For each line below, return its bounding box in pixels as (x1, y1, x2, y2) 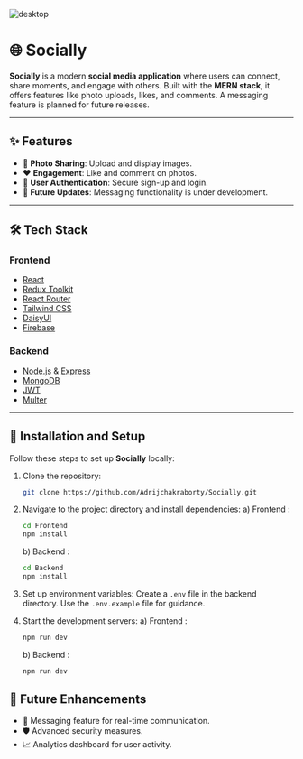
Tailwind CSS (22, 303, 72, 314)
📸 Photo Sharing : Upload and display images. (22, 158, 192, 169)
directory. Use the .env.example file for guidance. (22, 597, 206, 608)
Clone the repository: (22, 470, 102, 481)
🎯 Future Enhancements (9, 691, 147, 708)
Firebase (22, 322, 56, 333)
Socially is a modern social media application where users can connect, (9, 70, 280, 81)
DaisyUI (22, 312, 52, 324)
